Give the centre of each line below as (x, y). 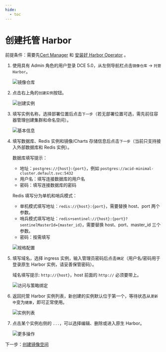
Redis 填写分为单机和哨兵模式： (45, 196)
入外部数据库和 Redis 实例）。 (42, 147)
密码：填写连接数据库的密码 (48, 185)
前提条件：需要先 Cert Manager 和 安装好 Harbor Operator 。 (67, 55)
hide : (11, 10)
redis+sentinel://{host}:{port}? (93, 219)
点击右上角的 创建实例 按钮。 (39, 93)
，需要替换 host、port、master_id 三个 (121, 225)
